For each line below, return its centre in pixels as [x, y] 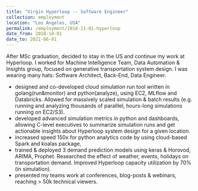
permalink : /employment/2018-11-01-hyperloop [63, 28]
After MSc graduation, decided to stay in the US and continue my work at [95, 56]
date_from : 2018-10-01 [34, 34]
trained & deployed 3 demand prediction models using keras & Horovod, [103, 150]
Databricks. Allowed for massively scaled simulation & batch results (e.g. [103, 99]
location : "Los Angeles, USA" [44, 23]
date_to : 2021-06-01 [32, 39]
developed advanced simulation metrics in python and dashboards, [97, 118]
